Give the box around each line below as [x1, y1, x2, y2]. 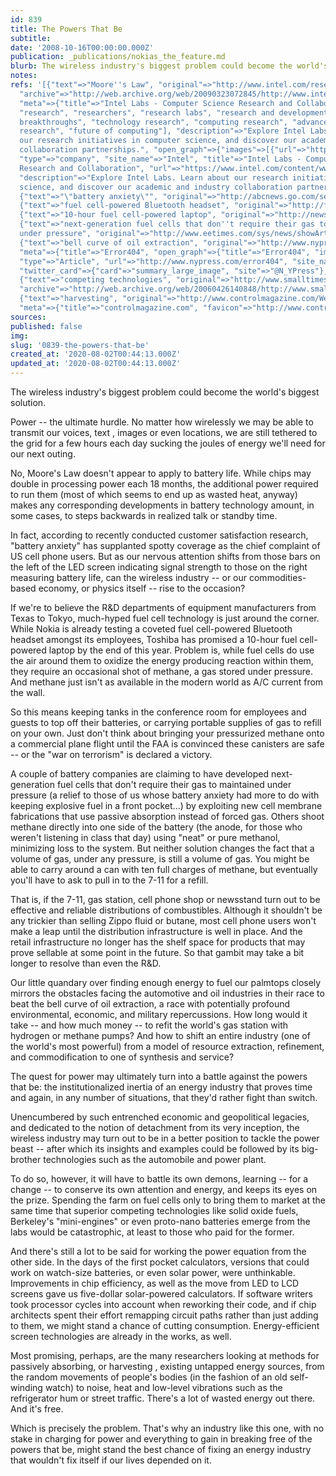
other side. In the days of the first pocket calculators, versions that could [10, 1256, 310, 1268]
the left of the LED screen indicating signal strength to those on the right [10, 561, 308, 573]
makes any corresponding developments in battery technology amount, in [10, 499, 315, 511]
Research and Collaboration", [19, 163, 145, 173]
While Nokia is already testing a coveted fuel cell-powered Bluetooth [10, 623, 293, 635]
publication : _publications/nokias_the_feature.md [10, 52, 226, 62]
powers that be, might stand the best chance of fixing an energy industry [10, 1444, 312, 1455]
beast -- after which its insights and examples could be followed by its [10, 1143, 300, 1155]
